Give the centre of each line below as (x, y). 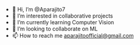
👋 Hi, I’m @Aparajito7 (39, 9)
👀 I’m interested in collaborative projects (62, 16)
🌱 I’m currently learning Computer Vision (63, 22)
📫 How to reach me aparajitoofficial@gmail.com (73, 36)
